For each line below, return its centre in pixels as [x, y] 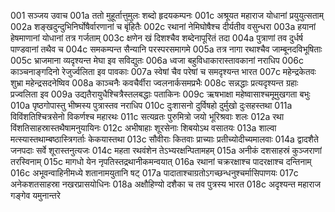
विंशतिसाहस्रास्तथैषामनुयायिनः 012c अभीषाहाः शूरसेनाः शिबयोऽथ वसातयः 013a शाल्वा [143, 128]
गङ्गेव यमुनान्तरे [35, 195]
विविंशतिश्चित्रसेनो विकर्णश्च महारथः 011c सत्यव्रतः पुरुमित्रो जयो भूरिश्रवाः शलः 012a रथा [147, 116]
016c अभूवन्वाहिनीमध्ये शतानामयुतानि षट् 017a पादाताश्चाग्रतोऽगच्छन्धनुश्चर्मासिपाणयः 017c [154, 173]
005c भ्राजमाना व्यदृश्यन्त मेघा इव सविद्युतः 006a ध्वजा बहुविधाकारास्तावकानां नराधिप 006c [157, 60]
